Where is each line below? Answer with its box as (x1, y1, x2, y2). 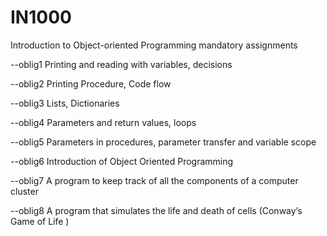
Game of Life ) (10, 215, 70, 227)
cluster (10, 185, 39, 197)
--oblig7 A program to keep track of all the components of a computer (10, 174, 299, 186)
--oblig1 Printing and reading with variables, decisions (10, 58, 233, 70)
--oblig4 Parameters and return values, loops (10, 116, 197, 128)
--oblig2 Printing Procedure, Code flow (10, 77, 172, 90)
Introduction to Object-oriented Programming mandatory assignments (10, 39, 298, 51)
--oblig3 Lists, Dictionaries (10, 97, 120, 109)
